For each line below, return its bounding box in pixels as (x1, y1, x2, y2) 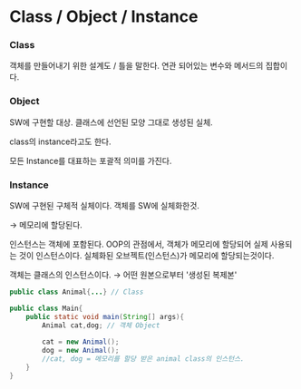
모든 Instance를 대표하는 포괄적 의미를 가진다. (9, 155, 172, 166)
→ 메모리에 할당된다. (9, 219, 83, 230)
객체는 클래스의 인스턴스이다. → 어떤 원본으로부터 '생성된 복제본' (9, 269, 238, 280)
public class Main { (9, 304, 83, 313)
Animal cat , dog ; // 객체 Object (42, 320, 160, 330)
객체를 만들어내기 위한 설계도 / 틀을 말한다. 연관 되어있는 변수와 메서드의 (9, 61, 264, 72)
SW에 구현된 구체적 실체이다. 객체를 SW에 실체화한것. (9, 200, 199, 211)
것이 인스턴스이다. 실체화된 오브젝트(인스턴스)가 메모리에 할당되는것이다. (18, 250, 275, 261)
